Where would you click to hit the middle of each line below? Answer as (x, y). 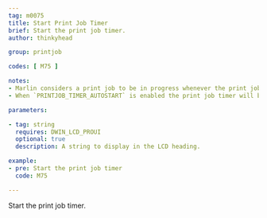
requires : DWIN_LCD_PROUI (58, 132)
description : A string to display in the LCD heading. (108, 147)
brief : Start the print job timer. (67, 30)
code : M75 (31, 176)
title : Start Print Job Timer (58, 23)
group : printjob (35, 53)
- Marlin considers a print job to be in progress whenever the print (128, 88)
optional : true (41, 139)
